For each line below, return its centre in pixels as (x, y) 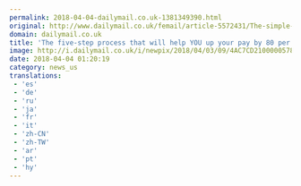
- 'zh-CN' (31, 134)
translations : (36, 76)
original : (28, 26)
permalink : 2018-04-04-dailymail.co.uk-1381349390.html (116, 17)
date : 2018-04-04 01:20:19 (60, 59)
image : (21, 51)
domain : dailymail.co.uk (56, 34)
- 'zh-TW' (31, 142)
